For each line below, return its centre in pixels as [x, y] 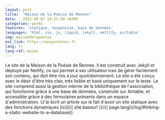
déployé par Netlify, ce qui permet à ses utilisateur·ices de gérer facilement [81, 70]
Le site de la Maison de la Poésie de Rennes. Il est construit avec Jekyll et [80, 65]
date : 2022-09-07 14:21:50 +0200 [42, 19]
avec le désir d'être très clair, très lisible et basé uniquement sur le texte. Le [82, 81]
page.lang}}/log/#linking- [135, 107]
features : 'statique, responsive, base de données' [59, 28]
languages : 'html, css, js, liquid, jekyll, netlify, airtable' [72, 33]
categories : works [24, 23]
